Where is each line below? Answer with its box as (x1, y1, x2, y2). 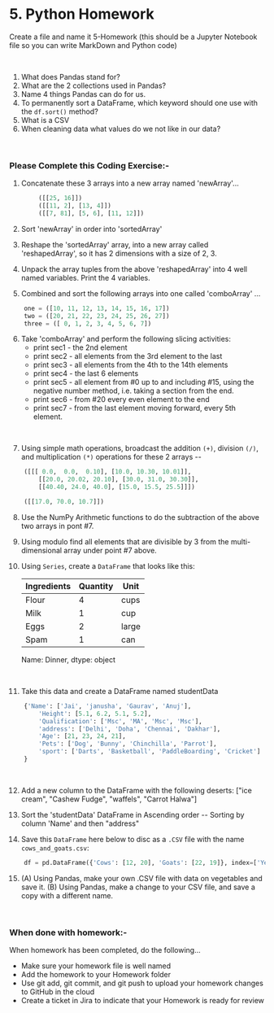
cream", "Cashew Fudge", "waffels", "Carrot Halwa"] (20, 794, 198, 804)
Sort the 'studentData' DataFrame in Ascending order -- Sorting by (20, 810, 245, 819)
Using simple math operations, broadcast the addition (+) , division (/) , (20, 443, 259, 453)
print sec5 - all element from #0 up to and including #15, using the (33, 378, 254, 387)
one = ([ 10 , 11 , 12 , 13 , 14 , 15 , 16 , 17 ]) (24, 304, 170, 312)
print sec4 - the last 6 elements (33, 369, 139, 378)
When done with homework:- (9, 927, 128, 938)
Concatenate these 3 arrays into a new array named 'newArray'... (20, 178, 239, 188)
